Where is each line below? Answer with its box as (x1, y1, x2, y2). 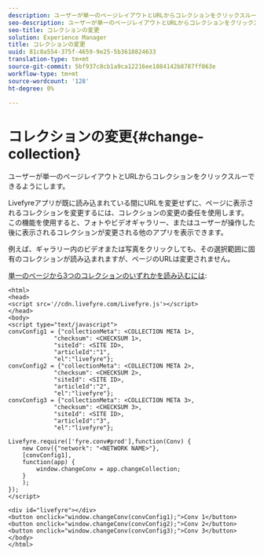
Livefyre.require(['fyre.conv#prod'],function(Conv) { (8, 437, 192, 446)
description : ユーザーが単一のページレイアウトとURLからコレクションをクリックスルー (8, 11, 257, 20)
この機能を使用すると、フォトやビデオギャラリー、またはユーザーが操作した (8, 218, 256, 228)
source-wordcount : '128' (8, 77, 90, 85)
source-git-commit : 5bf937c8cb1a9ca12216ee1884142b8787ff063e (8, 63, 216, 71)
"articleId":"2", (53, 382, 111, 391)
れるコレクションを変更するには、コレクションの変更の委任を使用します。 (8, 208, 249, 218)
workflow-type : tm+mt (8, 70, 79, 78)
